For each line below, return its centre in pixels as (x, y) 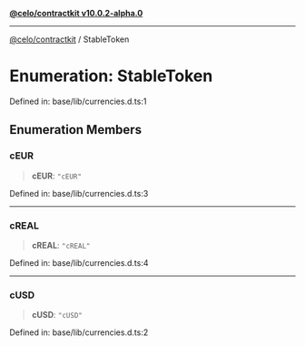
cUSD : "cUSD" (57, 315)
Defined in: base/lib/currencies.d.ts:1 (78, 101)
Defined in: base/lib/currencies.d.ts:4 (79, 262)
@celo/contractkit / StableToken (69, 39)
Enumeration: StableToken (111, 76)
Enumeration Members (76, 130)
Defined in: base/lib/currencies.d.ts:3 (79, 193)
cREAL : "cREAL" (61, 245)
